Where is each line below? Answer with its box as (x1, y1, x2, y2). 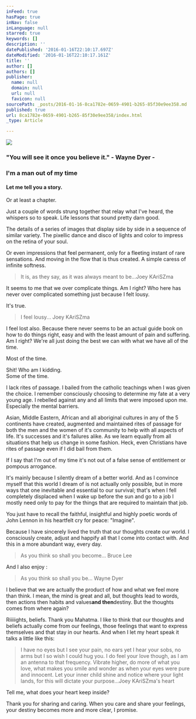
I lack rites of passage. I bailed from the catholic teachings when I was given (6, 384, 191, 391)
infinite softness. (6, 262, 46, 269)
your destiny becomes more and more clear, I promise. (6, 707, 138, 714)
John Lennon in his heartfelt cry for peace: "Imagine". (6, 517, 136, 524)
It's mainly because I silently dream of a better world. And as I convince (6, 474, 178, 481)
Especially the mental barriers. (6, 403, 80, 410)
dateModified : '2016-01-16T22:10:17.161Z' (6, 52, 111, 58)
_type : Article (6, 118, 43, 124)
